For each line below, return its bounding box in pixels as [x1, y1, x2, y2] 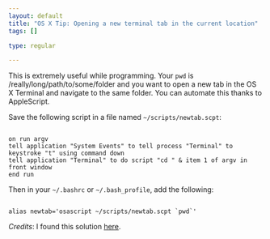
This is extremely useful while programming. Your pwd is [8, 70, 194, 81]
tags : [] [8, 27, 38, 35]
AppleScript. [8, 96, 50, 106]
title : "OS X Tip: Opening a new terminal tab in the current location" [8, 19, 259, 28]
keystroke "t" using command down [8, 149, 125, 158]
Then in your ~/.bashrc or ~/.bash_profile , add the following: [8, 185, 214, 194]
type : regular [8, 41, 57, 49]
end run [8, 171, 35, 179]
